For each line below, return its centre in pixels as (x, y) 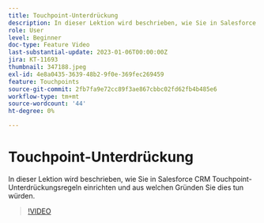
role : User (26, 30)
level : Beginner (35, 38)
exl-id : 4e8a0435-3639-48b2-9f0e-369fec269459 (86, 74)
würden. (22, 195)
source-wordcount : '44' (47, 104)
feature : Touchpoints (44, 81)
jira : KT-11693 (33, 60)
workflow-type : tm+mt (44, 96)
